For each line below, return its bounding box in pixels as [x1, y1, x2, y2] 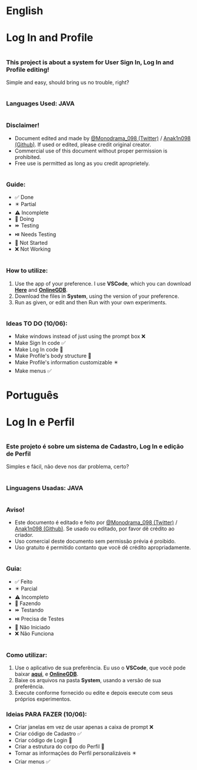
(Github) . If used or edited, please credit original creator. [14, 141, 152, 148]
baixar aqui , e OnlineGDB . [14, 671, 79, 678]
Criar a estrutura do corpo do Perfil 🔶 [14, 743, 105, 750]
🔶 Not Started [14, 240, 48, 247]
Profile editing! [6, 65, 49, 74]
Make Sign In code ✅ [14, 340, 66, 347]
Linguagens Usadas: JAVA [6, 484, 84, 492]
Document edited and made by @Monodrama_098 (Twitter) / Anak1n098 [14, 134, 191, 142]
